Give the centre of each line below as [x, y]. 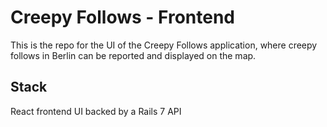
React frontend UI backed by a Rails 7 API [96, 111]
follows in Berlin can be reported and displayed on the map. [133, 55]
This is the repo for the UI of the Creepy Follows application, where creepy [164, 45]
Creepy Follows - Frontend [122, 17]
